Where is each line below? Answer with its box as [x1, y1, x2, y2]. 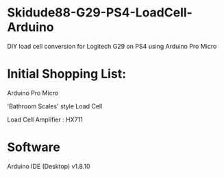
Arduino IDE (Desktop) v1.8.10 [7, 162, 90, 170]
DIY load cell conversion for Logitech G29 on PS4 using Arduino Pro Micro [7, 42, 217, 50]
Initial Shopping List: [7, 67, 127, 82]
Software [7, 139, 60, 155]
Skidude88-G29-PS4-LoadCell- [7, 5, 193, 21]
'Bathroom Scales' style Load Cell [7, 102, 103, 110]
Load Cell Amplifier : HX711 [7, 115, 84, 123]
